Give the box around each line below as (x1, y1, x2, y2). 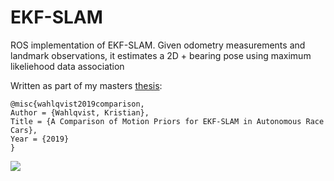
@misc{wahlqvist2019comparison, (10, 99, 145, 109)
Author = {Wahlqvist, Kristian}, (10, 107, 150, 118)
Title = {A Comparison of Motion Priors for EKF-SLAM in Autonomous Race (10, 116, 325, 126)
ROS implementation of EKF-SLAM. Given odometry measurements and (10, 39, 306, 51)
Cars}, (10, 125, 38, 135)
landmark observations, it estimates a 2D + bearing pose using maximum (10, 49, 312, 61)
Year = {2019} (10, 134, 70, 144)
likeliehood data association (10, 60, 125, 72)
